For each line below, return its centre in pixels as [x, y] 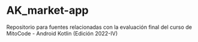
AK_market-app [48, 10]
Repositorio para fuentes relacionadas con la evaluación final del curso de [99, 27]
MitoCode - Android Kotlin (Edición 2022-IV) [62, 33]
